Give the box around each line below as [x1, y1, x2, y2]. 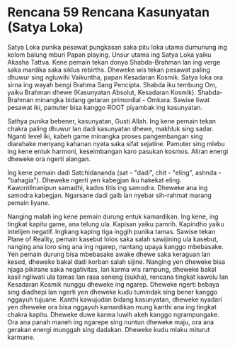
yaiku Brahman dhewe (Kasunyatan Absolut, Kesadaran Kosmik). [7, 88, 196, 97]
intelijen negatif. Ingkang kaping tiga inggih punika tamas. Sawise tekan [7, 227, 216, 236]
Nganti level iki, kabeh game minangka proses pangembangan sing [7, 132, 203, 141]
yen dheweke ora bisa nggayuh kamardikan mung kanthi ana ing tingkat [7, 302, 217, 311]
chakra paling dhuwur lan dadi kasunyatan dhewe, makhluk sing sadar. [7, 124, 214, 133]
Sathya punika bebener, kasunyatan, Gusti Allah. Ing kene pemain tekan [7, 116, 216, 125]
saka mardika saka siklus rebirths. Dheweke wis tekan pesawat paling [7, 65, 211, 74]
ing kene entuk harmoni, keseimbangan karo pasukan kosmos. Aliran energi [7, 147, 229, 155]
